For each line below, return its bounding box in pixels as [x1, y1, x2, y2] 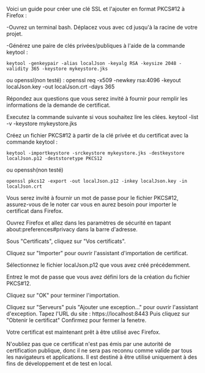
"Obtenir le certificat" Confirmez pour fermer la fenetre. [6, 317, 147, 324]
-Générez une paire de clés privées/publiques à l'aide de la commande [6, 42, 185, 49]
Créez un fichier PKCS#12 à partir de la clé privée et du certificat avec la [6, 132, 188, 139]
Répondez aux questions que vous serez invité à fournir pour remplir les [6, 95, 188, 102]
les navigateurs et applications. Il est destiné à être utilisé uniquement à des [6, 353, 198, 361]
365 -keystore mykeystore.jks [31, 66, 108, 72]
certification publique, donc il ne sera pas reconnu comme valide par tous [6, 347, 193, 354]
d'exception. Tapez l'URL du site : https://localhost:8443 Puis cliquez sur [6, 310, 190, 317]
